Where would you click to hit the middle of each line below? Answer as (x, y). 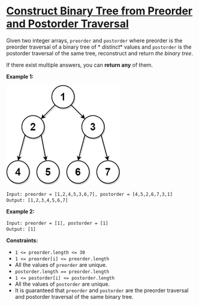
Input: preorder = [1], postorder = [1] (58, 223)
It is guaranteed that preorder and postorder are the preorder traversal (102, 290)
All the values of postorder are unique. (62, 284)
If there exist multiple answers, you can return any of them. (80, 65)
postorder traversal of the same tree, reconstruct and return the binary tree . (100, 53)
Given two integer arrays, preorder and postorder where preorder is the (94, 40)
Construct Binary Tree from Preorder (99, 11)
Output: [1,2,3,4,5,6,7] (37, 200)
